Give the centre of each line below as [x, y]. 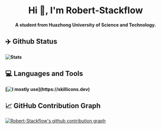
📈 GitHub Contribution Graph [53, 106]
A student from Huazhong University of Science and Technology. [86, 24]
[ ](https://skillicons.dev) [48, 89]
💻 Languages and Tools [44, 74]
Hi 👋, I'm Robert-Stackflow [86, 10]
